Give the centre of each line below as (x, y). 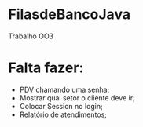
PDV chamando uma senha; (64, 89)
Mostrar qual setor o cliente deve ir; (77, 98)
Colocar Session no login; (61, 106)
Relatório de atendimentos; (63, 114)
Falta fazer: (46, 68)
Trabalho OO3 (31, 36)
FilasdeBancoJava (70, 15)
